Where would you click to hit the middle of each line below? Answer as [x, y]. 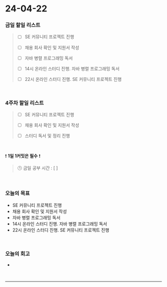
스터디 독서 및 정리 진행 [47, 136]
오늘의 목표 [18, 193]
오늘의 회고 [18, 254]
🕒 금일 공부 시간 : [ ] [38, 168]
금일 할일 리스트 [23, 25]
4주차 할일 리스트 [25, 103]
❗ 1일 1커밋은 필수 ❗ [23, 156]
